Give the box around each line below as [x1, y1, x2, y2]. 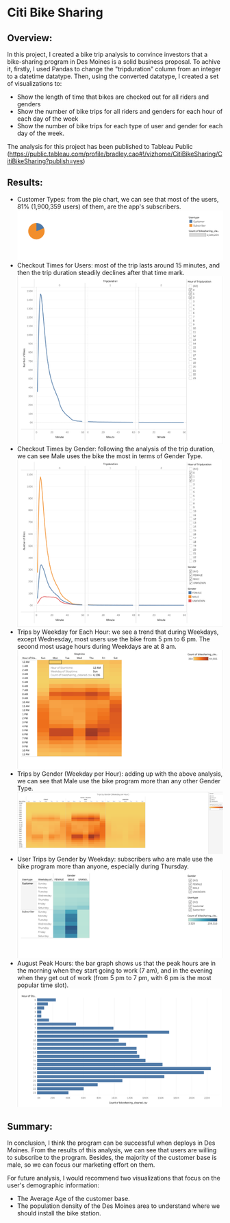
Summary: [7, 1120, 53, 1132]
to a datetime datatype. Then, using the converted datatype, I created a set [7, 72, 219, 80]
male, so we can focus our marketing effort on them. [7, 1161, 155, 1169]
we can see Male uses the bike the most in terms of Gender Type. [16, 451, 203, 460]
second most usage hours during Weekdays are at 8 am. [16, 642, 177, 650]
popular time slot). [16, 981, 69, 989]
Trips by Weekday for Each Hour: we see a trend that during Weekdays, [16, 628, 219, 636]
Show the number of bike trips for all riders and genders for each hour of [16, 108, 223, 115]
